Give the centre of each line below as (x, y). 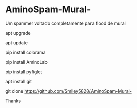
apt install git (18, 81)
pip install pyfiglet (24, 72)
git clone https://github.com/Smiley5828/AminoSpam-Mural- (69, 91)
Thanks (13, 101)
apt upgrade (18, 33)
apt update (16, 42)
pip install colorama (26, 52)
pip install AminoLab (27, 62)
